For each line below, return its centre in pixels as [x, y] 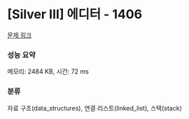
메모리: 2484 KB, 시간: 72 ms [48, 71]
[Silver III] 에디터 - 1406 [75, 14]
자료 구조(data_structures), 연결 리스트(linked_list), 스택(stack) [94, 108]
